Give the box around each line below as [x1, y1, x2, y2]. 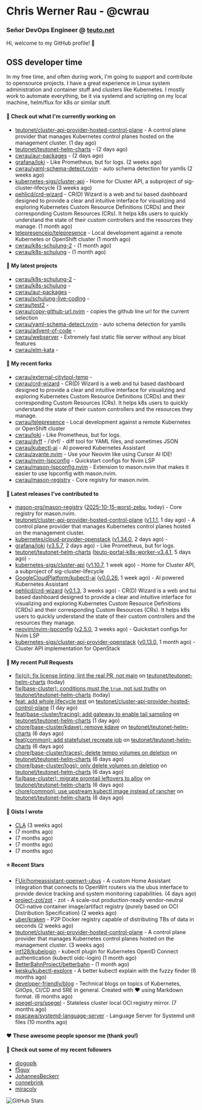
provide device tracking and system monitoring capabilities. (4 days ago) [14, 890, 197, 897]
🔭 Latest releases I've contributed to [6, 490, 99, 497]
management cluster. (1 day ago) [14, 139, 96, 146]
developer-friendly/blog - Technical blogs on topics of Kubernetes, [14, 979, 181, 987]
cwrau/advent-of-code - [14, 326, 76, 334]
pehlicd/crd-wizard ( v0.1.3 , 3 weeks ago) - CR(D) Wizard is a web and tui [14, 587, 197, 594]
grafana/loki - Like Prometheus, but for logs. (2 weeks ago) [14, 158, 162, 166]
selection [14, 314, 38, 321]
